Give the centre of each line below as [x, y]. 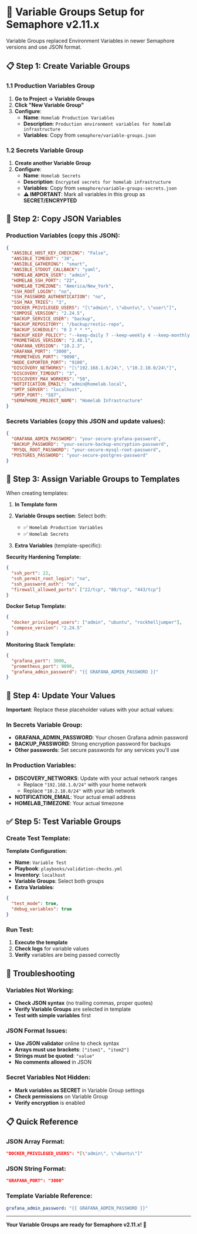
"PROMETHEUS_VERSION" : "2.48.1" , [52, 341]
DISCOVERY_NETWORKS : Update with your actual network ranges [96, 778]
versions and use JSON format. [44, 47]
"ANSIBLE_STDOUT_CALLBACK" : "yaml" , [56, 270]
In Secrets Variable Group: [44, 725]
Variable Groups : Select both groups [59, 881]
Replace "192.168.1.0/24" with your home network [85, 784]
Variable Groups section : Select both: [61, 516]
